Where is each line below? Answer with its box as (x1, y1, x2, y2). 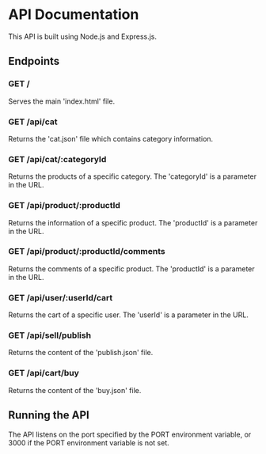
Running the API (8, 409, 89, 422)
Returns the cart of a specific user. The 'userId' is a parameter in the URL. (8, 310, 249, 320)
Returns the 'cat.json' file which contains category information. (8, 134, 214, 143)
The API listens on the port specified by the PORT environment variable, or (8, 429, 252, 439)
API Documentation (8, 6, 139, 24)
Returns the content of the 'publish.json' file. (8, 348, 154, 358)
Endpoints (8, 55, 60, 68)
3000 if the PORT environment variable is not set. (8, 437, 170, 448)
